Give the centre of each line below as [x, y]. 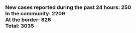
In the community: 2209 [35, 13]
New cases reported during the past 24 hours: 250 [68, 7]
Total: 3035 [20, 26]
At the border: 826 [28, 20]
